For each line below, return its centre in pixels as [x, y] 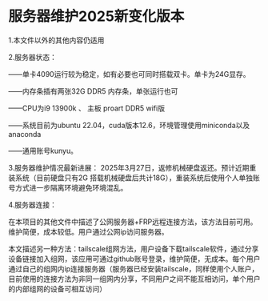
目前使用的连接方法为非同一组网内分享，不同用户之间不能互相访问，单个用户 [134, 279]
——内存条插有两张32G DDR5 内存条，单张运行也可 [93, 91]
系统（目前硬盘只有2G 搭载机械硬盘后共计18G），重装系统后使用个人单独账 [137, 178]
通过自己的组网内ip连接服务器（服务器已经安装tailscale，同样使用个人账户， [134, 268]
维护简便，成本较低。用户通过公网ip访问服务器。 [88, 231]
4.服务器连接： [33, 204]
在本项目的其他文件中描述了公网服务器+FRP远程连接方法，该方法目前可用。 [133, 222]
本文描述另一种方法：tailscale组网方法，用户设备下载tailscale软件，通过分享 [134, 248]
